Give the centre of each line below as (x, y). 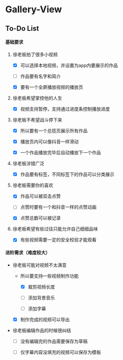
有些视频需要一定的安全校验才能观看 (58, 240)
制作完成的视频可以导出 (45, 319)
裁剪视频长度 (41, 287)
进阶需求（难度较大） (28, 253)
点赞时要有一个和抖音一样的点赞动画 (58, 207)
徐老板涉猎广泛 (28, 164)
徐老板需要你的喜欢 (33, 185)
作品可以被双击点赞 (41, 196)
